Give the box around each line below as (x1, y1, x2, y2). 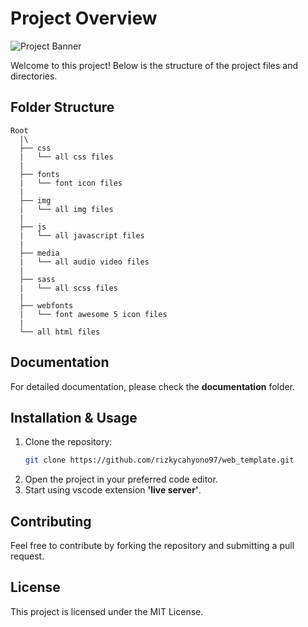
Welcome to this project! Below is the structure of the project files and (10, 59, 298, 71)
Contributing (10, 513, 92, 530)
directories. (10, 70, 58, 82)
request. (10, 550, 45, 562)
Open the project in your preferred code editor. (24, 473, 218, 486)
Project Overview (10, 7, 158, 30)
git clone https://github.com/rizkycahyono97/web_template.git (24, 455, 295, 466)
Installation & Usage (10, 409, 138, 426)
